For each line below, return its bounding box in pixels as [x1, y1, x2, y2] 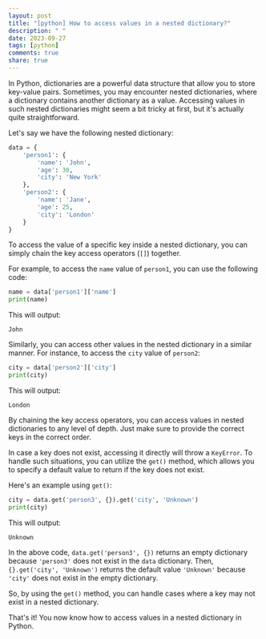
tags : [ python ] [8, 42, 59, 50]
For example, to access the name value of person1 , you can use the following [8, 264, 259, 273]
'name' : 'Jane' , [37, 196, 91, 204]
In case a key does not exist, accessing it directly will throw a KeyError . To [8, 447, 253, 457]
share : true [8, 57, 48, 65]
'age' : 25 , [37, 203, 74, 211]
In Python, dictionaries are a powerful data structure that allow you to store [8, 78, 256, 88]
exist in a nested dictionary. [8, 597, 99, 606]
